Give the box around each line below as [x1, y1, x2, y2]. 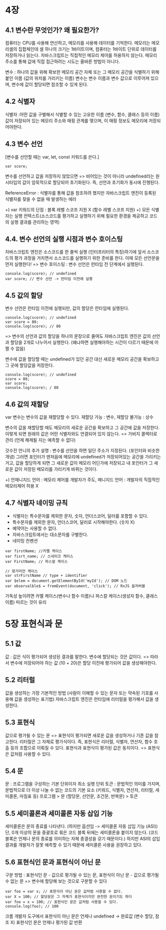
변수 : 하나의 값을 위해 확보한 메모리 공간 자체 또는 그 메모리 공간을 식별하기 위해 [5, 69, 160, 75]
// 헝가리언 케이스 [5, 568, 38, 573]
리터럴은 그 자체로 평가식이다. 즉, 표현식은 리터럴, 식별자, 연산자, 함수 [19, 739, 153, 744]
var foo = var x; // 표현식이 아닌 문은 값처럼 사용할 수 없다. [5, 889, 123, 894]
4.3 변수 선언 [5, 140, 43, 148]
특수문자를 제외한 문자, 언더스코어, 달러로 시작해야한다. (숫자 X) [12, 519, 135, 525]
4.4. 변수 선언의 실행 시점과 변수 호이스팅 [5, 235, 123, 244]
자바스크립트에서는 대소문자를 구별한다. [12, 531, 88, 537]
